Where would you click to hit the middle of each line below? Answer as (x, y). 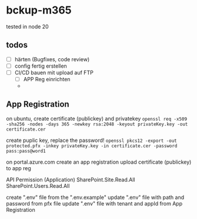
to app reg (19, 168)
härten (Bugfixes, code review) (52, 59)
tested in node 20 (27, 26)
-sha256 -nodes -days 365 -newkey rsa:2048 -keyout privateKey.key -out (97, 124)
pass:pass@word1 (26, 151)
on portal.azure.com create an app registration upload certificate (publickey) (99, 162)
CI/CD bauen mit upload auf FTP (54, 72)
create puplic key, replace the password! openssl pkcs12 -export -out (92, 140)
